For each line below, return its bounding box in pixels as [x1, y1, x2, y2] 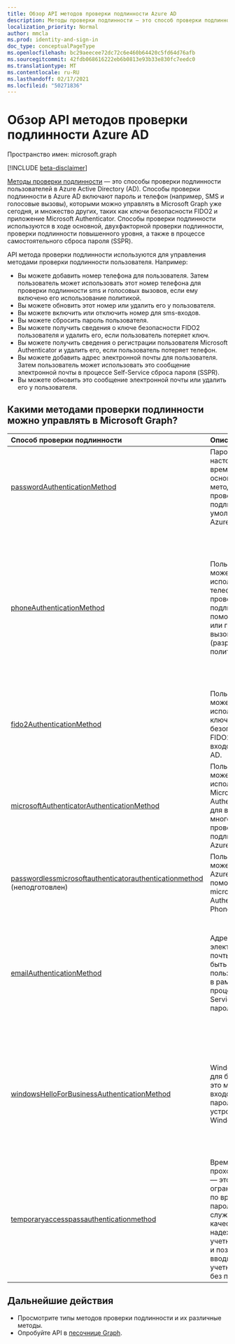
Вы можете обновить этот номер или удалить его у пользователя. [17, 301, 215, 310]
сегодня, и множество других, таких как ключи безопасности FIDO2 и [7, 207, 218, 216]
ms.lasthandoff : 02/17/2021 [7, 75, 90, 83]
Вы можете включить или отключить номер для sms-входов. [17, 309, 201, 317]
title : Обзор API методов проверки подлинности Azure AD [7, 10, 177, 18]
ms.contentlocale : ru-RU [7, 69, 80, 76]
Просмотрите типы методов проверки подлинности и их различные [17, 1313, 222, 1322]
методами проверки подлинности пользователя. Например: [7, 258, 188, 266]
